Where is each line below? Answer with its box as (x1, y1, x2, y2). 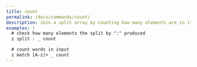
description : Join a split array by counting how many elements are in (6, 19, 185, 25)
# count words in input (11, 46, 69, 53)
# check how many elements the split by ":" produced (11, 31, 145, 36)
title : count (6, 8, 38, 15)
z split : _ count (11, 36, 57, 42)
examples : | (6, 25, 35, 31)
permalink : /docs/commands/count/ (6, 14, 91, 20)
